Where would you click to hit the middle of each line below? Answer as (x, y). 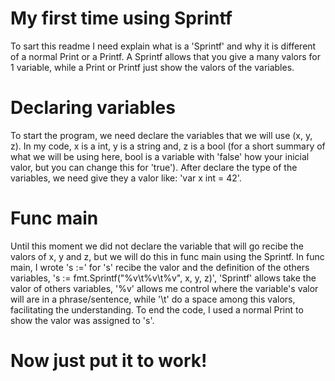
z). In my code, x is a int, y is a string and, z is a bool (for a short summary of (168, 146)
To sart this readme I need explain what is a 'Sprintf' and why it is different (163, 46)
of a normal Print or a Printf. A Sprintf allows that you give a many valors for (165, 56)
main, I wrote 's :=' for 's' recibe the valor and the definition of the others (160, 267)
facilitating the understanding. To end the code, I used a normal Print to (157, 309)
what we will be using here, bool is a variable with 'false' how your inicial (160, 156)
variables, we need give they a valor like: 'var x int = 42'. (126, 178)
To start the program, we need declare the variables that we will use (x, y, (161, 135)
